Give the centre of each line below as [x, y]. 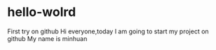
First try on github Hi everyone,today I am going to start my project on [108, 31]
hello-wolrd [42, 12]
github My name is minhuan [47, 38]
